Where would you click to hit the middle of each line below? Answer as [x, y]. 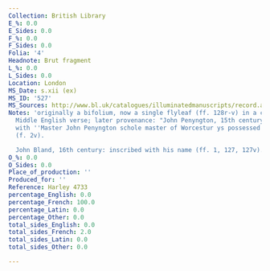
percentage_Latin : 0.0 [46, 210]
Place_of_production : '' [50, 172]
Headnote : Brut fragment [50, 61]
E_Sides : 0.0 [30, 31]
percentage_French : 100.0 [51, 202]
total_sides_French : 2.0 [50, 232]
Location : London [37, 83]
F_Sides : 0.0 [30, 46]
